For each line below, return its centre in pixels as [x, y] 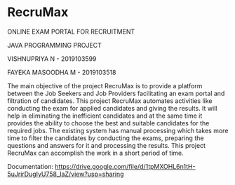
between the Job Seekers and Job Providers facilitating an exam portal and [116, 93]
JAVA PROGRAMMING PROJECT [54, 45]
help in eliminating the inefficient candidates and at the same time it [105, 116]
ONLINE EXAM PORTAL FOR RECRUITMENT [71, 32]
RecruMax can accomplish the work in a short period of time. [95, 153]
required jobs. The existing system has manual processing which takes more [118, 130]
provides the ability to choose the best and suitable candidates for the [108, 123]
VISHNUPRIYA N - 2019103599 [52, 59]
